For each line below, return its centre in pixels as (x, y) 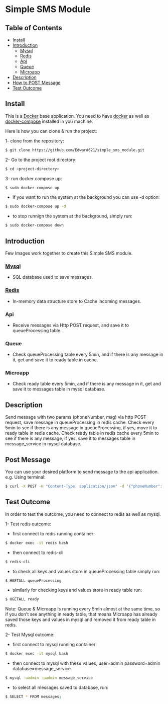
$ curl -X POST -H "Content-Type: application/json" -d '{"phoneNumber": (84, 487)
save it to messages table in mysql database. (59, 389)
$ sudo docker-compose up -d (36, 207)
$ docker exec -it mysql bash (37, 654)
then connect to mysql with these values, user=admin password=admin (86, 663)
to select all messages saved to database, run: (60, 687)
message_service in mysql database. (43, 444)
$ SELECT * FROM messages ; (33, 697)
